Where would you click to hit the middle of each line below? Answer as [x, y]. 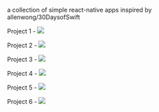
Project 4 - [22, 73]
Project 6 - [22, 101]
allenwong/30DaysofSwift [44, 17]
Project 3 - [22, 59]
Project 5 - [22, 87]
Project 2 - [22, 45]
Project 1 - [22, 31]
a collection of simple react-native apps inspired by [79, 10]
